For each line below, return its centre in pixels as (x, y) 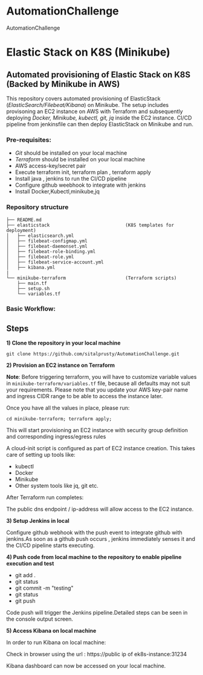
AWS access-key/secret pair (50, 166)
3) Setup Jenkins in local (38, 521)
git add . (25, 575)
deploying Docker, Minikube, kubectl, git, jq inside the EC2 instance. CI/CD (99, 118)
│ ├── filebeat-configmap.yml (47, 241)
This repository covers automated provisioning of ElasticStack (84, 99)
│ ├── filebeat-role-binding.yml (51, 251)
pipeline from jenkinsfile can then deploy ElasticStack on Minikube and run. (100, 124)
